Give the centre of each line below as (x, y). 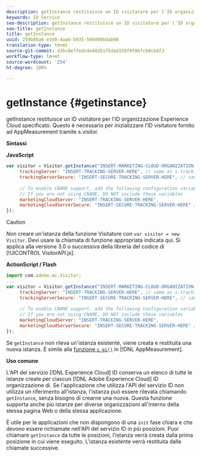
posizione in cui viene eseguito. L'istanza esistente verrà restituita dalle (94, 441)
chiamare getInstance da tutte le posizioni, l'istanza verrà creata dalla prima (100, 435)
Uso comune (22, 361)
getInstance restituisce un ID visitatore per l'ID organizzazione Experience (98, 119)
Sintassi (16, 143)
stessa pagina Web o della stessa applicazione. (64, 410)
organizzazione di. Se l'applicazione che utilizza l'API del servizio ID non (95, 385)
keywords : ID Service (33, 17)
